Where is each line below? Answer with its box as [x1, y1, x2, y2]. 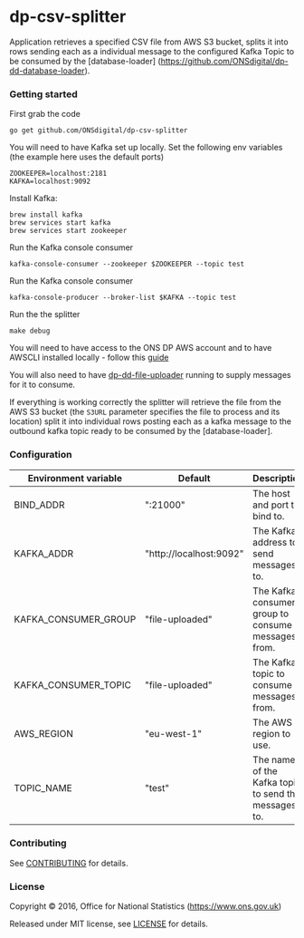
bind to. [252, 509, 285, 522]
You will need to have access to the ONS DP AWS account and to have [9, 343, 272, 353]
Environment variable [27, 471, 122, 484]
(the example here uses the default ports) [9, 151, 165, 162]
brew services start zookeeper [9, 227, 128, 236]
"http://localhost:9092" [144, 546, 244, 559]
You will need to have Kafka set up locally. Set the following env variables [9, 142, 283, 153]
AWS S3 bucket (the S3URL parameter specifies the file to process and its [9, 406, 280, 418]
